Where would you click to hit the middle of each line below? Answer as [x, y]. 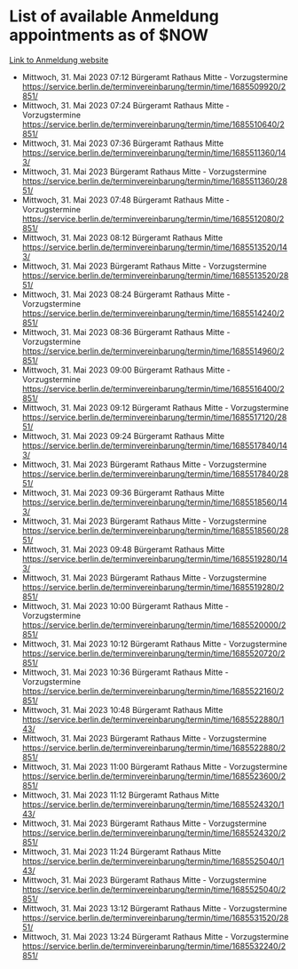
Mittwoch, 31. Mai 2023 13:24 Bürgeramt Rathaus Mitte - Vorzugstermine [155, 936]
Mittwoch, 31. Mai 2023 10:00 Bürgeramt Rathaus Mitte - [125, 605]
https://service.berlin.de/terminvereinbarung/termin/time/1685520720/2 [153, 653]
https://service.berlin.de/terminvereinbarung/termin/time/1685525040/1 [153, 861]
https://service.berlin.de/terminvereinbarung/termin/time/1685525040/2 [154, 889]
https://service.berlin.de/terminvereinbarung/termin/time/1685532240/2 [154, 946]
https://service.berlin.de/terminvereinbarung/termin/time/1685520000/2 [154, 625]
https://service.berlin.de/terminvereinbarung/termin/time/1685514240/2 [153, 313]
